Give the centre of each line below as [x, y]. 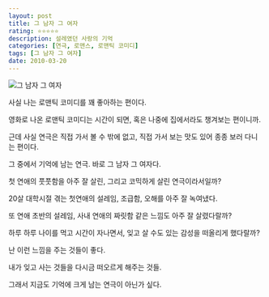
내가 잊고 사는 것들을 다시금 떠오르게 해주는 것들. [85, 267]
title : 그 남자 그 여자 [43, 23]
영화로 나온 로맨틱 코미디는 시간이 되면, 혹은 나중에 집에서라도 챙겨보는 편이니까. [135, 119]
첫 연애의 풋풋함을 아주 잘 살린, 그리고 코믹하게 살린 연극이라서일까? [115, 181]
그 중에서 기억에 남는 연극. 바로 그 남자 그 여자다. [85, 163]
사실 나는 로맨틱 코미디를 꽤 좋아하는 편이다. [78, 102]
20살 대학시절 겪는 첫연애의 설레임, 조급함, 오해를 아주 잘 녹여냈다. [113, 198]
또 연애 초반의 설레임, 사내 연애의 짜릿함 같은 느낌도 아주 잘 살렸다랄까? [120, 215]
